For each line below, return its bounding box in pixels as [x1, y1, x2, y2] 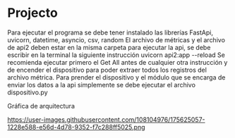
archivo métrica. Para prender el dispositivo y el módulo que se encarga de [7, 73, 226, 82]
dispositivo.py [7, 88, 48, 96]
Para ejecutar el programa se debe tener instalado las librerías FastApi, [7, 28, 214, 37]
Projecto [7, 5, 58, 21]
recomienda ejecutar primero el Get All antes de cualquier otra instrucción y [7, 58, 228, 66]
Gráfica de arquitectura [7, 101, 76, 110]
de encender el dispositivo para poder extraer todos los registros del [7, 65, 207, 74]
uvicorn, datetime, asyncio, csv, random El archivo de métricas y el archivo [7, 35, 226, 44]
